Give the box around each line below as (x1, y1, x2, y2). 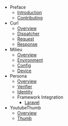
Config (17, 62, 31, 68)
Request (17, 36, 34, 42)
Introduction (17, 9, 42, 15)
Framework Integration (17, 94, 64, 100)
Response (17, 41, 38, 47)
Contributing (17, 15, 43, 20)
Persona (9, 73, 27, 79)
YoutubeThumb (9, 105, 41, 111)
